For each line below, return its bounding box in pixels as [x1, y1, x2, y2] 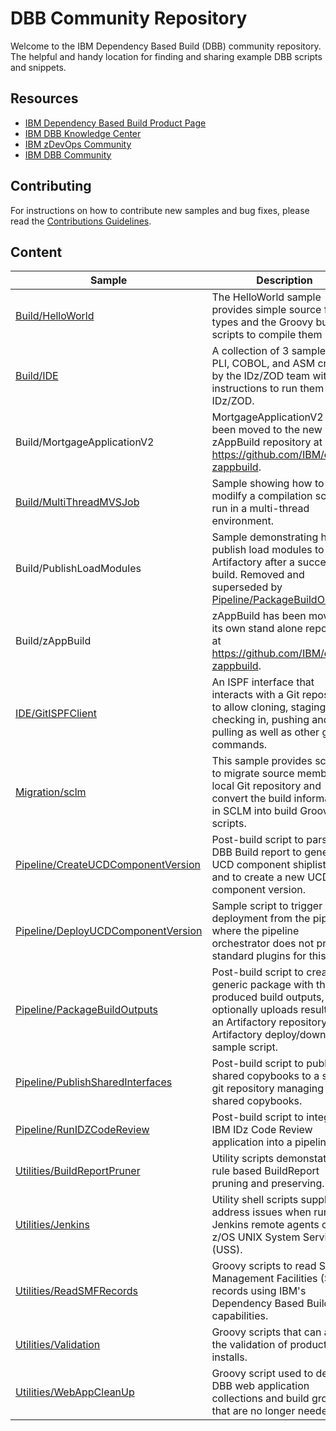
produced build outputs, [211, 990, 325, 1004]
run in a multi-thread [211, 502, 310, 516]
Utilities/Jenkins [15, 1218, 90, 1232]
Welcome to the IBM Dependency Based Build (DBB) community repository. [10, 40, 322, 52]
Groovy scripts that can [211, 1325, 322, 1339]
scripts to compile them [211, 328, 323, 342]
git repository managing [211, 1082, 325, 1096]
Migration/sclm [15, 785, 87, 799]
